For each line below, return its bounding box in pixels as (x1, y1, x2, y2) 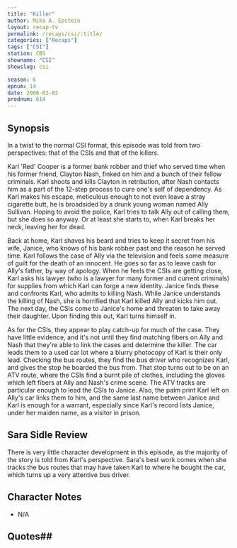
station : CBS (7, 50, 46, 57)
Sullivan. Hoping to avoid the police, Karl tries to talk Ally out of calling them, (7, 207, 230, 216)
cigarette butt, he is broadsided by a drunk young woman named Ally (7, 199, 209, 208)
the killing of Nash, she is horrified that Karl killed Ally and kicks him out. (7, 296, 218, 305)
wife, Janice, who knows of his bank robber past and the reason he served (7, 243, 226, 252)
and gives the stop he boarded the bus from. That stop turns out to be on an (7, 363, 229, 371)
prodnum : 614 (7, 96, 46, 103)
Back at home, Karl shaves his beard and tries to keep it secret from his (7, 236, 216, 245)
